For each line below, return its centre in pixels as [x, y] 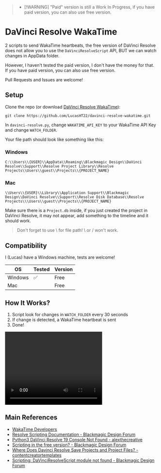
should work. [18, 221]
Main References [31, 418]
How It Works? [28, 303]
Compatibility [26, 246]
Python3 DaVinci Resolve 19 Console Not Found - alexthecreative [77, 439]
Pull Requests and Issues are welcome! [44, 79]
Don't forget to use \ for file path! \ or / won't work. [68, 230]
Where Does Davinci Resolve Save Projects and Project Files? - [75, 450]
